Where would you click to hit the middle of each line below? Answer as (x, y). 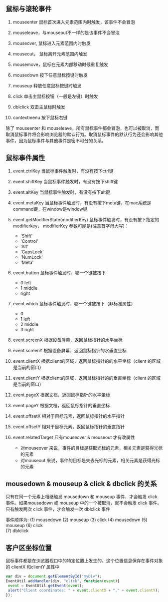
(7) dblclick (17, 531)
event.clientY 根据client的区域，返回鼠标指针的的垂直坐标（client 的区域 (87, 378)
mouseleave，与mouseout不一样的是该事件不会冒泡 (66, 32)
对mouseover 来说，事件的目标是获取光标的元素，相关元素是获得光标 (91, 448)
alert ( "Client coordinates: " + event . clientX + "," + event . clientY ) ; (84, 590)
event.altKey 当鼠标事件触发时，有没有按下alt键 (61, 192)
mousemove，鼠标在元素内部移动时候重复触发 (61, 64)
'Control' (29, 241)
